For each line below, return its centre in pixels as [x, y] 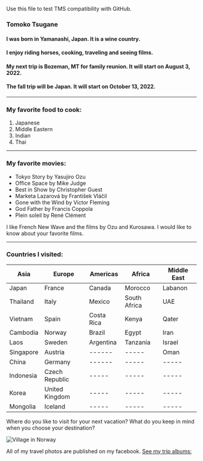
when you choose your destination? [51, 428]
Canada [100, 288]
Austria [55, 352]
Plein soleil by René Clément [50, 215]
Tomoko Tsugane [32, 24]
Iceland [55, 406]
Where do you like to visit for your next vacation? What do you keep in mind [100, 421]
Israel [170, 342]
